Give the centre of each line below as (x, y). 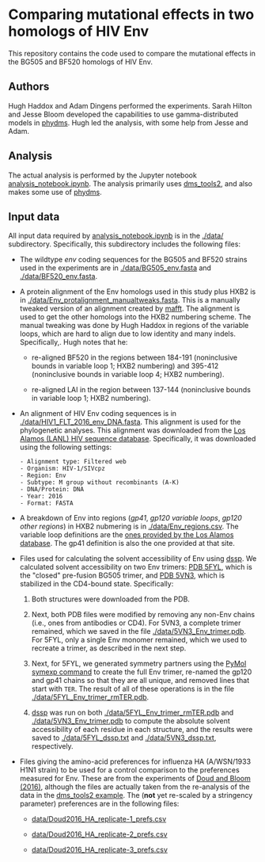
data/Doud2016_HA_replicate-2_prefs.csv (99, 834)
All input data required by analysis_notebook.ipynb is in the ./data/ (116, 236)
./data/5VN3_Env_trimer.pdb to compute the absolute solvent (131, 721)
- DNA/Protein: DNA (52, 490)
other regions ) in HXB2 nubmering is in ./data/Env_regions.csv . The (129, 526)
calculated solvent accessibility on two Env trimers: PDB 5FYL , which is (136, 567)
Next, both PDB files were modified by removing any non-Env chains (143, 615)
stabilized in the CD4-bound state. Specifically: (97, 584)
